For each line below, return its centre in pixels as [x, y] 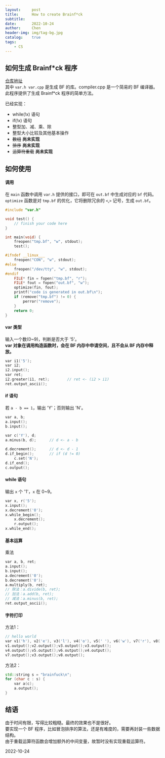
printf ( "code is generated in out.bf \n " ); [58, 292]
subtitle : [15, 19]
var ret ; [14, 375]
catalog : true [23, 38]
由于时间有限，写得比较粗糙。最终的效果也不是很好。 [59, 722]
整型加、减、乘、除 [32, 127]
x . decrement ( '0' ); [24, 510]
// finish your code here [41, 223]
